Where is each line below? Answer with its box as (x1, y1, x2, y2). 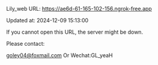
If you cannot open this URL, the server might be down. (6, 28, 143, 36)
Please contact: (6, 40, 45, 47)
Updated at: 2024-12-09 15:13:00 (6, 17, 89, 23)
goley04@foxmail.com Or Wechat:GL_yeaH (6, 52, 113, 59)
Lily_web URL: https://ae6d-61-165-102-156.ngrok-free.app (6, 5, 152, 12)
